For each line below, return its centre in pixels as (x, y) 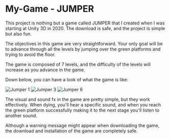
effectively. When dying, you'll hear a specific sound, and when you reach (83, 104)
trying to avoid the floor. (31, 54)
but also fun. (19, 34)
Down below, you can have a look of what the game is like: (67, 79)
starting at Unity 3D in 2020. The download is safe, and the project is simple (85, 28)
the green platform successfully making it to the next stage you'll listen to (82, 110)
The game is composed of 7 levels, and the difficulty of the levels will (78, 64)
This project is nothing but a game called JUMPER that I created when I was (85, 23)
